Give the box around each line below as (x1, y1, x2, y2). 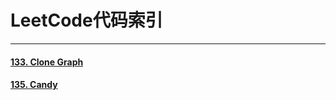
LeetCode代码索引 (10, 9, 163, 32)
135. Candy (10, 79, 58, 91)
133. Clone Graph (10, 56, 84, 68)
